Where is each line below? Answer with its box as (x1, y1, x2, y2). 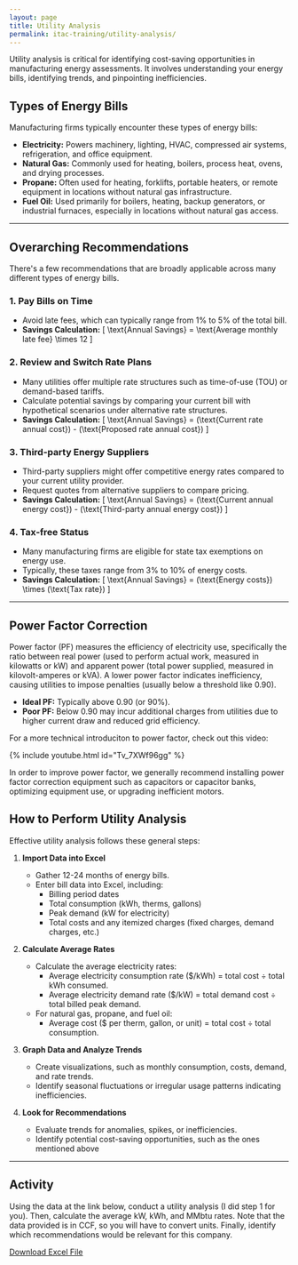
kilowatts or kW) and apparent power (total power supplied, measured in (9, 661, 274, 671)
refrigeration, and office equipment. (21, 148, 153, 160)
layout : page (9, 12, 58, 22)
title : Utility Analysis (9, 21, 101, 30)
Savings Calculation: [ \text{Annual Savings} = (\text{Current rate (21, 414, 263, 425)
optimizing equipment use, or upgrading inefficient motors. (9, 786, 224, 797)
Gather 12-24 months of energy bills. (35, 869, 170, 880)
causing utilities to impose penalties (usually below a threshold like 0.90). (9, 679, 277, 690)
